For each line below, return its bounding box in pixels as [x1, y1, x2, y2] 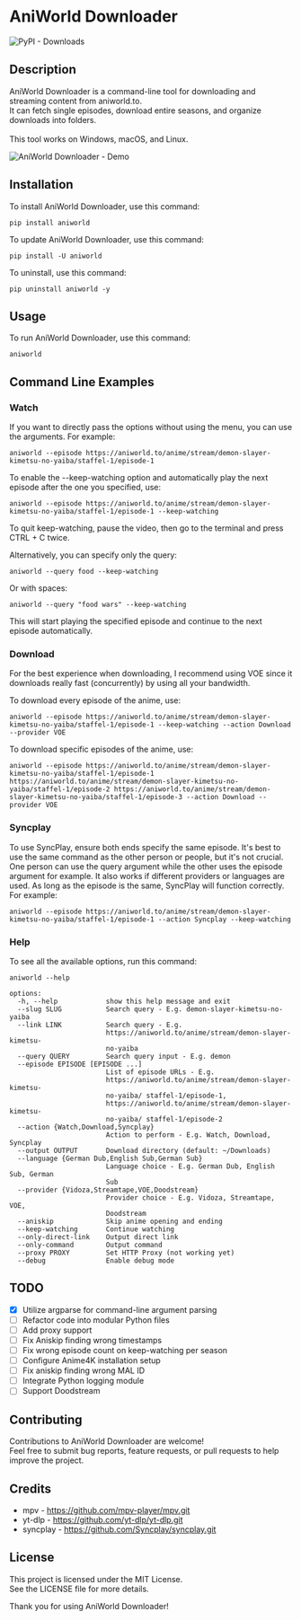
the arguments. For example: [9, 431, 116, 442]
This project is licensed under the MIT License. [9, 1573, 183, 1584]
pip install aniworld [9, 218, 91, 227]
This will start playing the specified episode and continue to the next [9, 616, 262, 627]
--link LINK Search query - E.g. [17, 1020, 182, 1029]
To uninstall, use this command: [9, 267, 128, 277]
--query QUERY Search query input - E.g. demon [17, 1052, 231, 1061]
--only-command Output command [17, 1240, 164, 1249]
